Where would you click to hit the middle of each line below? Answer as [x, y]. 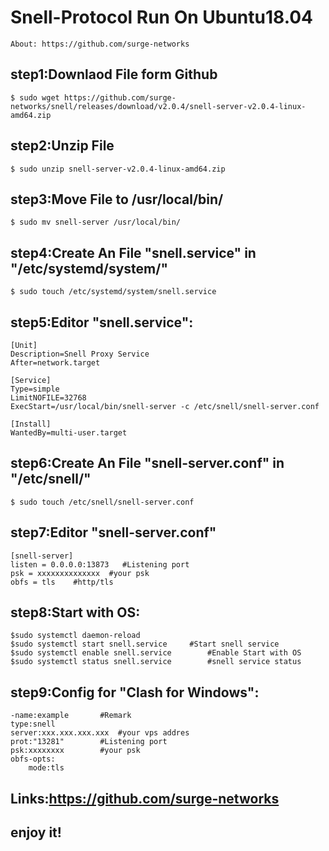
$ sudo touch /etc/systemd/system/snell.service [113, 292]
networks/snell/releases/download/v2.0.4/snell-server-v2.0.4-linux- [158, 106]
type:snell [33, 724]
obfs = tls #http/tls [62, 582]
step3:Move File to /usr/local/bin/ [117, 199]
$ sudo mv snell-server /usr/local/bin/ [96, 222]
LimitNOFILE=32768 [48, 398]
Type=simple [35, 389]
